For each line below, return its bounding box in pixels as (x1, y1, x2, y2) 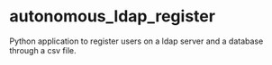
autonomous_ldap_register (9, 6, 216, 27)
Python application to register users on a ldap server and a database (9, 36, 264, 46)
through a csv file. (9, 45, 77, 55)
